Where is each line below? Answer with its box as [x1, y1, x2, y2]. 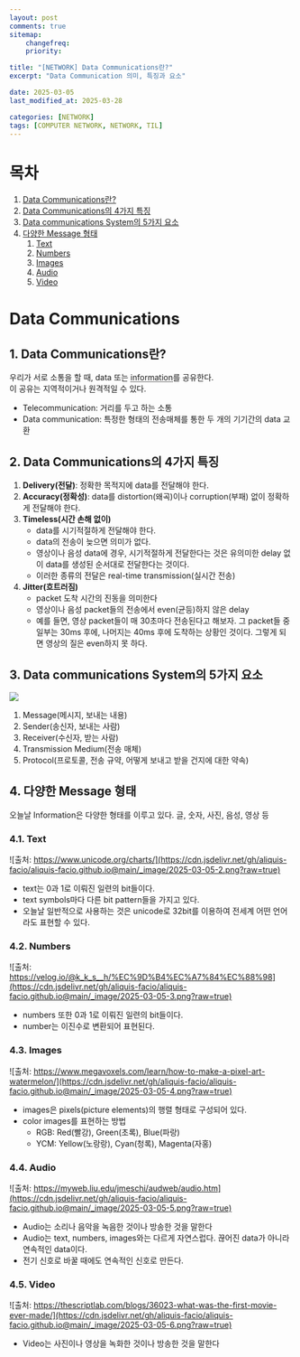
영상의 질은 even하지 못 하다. [45, 638, 148, 649]
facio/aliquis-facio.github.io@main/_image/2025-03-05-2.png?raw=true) [9, 865, 281, 875]
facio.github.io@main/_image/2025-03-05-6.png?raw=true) [9, 1320, 232, 1331]
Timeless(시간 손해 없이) [22, 514, 112, 525]
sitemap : [9, 30, 42, 39]
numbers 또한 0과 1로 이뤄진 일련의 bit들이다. [22, 1009, 184, 1021]
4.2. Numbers [9, 940, 71, 952]
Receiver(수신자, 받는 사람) [22, 732, 119, 743]
